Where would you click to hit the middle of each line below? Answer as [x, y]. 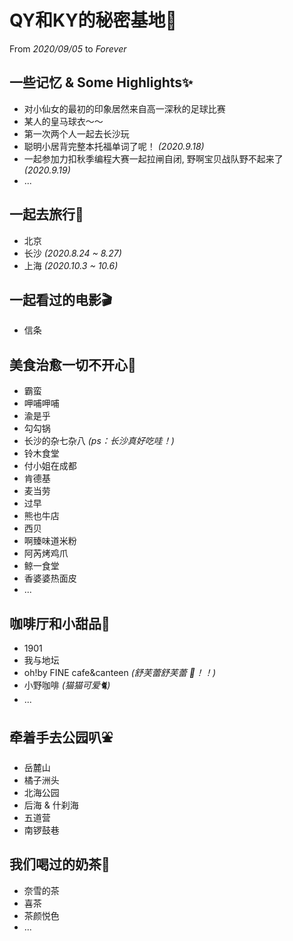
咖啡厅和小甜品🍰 [60, 623]
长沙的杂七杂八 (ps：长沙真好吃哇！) [99, 441]
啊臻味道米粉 [50, 541]
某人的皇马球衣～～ [63, 121]
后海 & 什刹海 [51, 805]
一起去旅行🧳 [46, 214]
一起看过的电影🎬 [61, 299]
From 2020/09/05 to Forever [68, 48]
